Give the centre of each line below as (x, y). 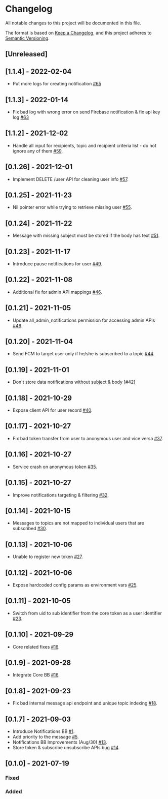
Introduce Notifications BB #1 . (44, 731)
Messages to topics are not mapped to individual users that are (78, 523)
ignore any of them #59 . (38, 151)
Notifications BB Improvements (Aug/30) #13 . (60, 742)
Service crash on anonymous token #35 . (55, 467)
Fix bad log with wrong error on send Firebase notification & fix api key (86, 112)
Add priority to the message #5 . (46, 737)
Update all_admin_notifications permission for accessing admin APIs (84, 320)
